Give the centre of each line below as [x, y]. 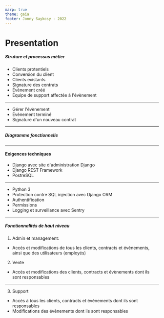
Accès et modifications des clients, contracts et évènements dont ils [81, 272]
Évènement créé [29, 90]
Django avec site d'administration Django [53, 165]
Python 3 [21, 189]
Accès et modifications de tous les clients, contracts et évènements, [81, 248]
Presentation [32, 43]
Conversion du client [33, 74]
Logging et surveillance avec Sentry [48, 210]
